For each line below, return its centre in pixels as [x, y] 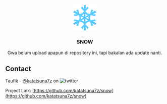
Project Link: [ [20, 91]
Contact [18, 68]
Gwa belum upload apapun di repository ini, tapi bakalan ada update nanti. [85, 53]
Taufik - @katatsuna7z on [32, 81]
